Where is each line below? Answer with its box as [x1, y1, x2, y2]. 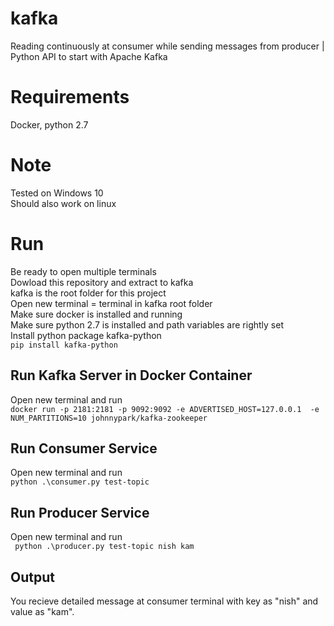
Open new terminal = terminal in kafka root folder [10, 297, 213, 309]
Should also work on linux [10, 197, 117, 209]
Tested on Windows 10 [10, 187, 104, 199]
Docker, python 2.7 [10, 118, 89, 131]
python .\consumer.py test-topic [10, 477, 150, 487]
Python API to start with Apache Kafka [10, 50, 168, 62]
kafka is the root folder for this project [10, 287, 167, 299]
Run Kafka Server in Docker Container [10, 367, 253, 384]
